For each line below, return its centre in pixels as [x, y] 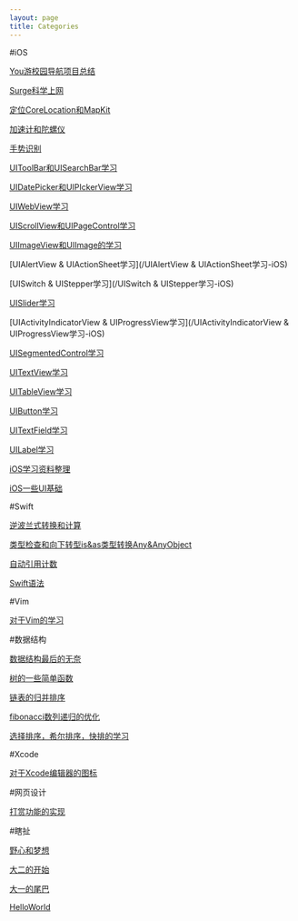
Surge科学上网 [37, 90]
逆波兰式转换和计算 [45, 525]
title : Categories [44, 26]
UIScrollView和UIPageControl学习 [73, 225]
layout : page [34, 18]
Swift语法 [27, 583]
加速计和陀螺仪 [37, 129]
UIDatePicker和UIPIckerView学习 [71, 186]
